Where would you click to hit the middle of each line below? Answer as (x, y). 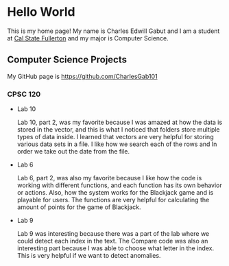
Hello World (41, 12)
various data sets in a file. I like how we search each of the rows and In (117, 144)
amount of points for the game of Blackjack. (79, 207)
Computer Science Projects (67, 60)
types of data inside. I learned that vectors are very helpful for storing (115, 137)
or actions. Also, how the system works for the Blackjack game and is (115, 193)
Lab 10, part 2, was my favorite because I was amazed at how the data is (120, 122)
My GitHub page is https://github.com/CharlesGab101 (82, 76)
